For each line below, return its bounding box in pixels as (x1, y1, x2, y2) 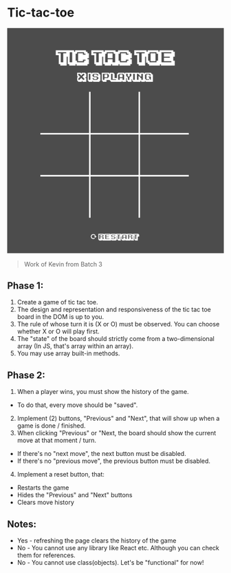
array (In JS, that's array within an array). (16, 342, 134, 351)
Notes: (7, 518, 36, 530)
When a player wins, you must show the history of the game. (16, 388, 189, 396)
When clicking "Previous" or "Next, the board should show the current (16, 429, 217, 437)
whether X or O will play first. (16, 327, 100, 335)
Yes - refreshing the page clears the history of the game (16, 536, 177, 545)
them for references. (16, 551, 76, 559)
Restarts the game (16, 483, 69, 492)
